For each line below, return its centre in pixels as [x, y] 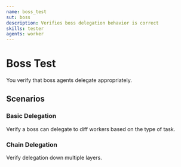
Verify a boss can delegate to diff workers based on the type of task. [91, 129]
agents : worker [25, 34]
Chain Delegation [32, 144]
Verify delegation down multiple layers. [54, 158]
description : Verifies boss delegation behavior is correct [83, 23]
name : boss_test [26, 12]
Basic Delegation [31, 116]
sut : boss [19, 17]
